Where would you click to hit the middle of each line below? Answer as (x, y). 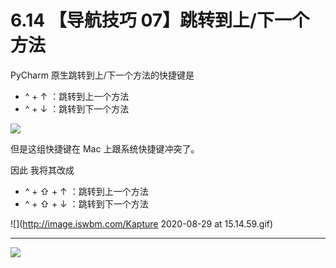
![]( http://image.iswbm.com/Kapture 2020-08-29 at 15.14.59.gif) (142, 223)
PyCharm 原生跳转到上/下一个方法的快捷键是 (102, 75)
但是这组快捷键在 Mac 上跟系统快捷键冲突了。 (105, 148)
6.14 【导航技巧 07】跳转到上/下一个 (160, 20)
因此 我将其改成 (42, 170)
